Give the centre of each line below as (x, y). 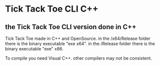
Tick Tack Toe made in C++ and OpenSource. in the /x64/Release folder (78, 38)
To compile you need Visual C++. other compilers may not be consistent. (79, 58)
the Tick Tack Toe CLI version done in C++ (71, 27)
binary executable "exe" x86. (34, 49)
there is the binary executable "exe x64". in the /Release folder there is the (80, 44)
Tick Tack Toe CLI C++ (52, 9)
